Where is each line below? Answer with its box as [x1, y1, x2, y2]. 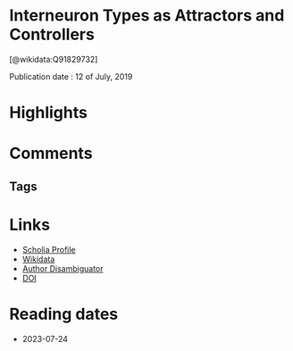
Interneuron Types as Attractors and [9, 5, 285, 26]
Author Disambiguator [21, 263, 105, 273]
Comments [9, 144, 93, 163]
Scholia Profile [21, 244, 76, 255]
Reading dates [9, 304, 119, 324]
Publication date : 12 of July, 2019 [9, 71, 133, 81]
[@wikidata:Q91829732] [9, 54, 98, 64]
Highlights [9, 103, 88, 123]
